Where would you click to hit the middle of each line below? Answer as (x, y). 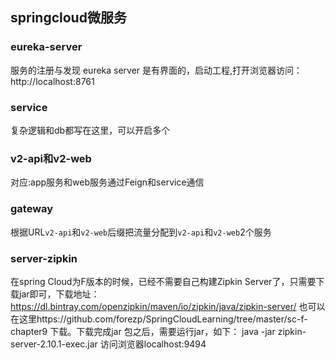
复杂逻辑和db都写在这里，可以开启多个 (90, 130)
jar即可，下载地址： (59, 294)
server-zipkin (44, 258)
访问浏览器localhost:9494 (153, 344)
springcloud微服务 (68, 18)
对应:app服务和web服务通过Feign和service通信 (107, 182)
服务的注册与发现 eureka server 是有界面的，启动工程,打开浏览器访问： (156, 70)
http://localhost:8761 (52, 81)
